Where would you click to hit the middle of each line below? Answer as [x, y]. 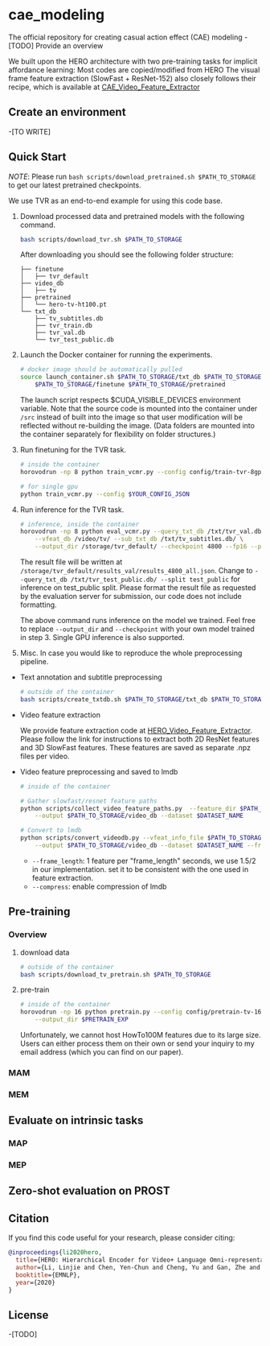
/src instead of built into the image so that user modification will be [131, 417]
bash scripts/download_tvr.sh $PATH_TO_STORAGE [101, 239]
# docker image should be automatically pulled [101, 370]
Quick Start [37, 157]
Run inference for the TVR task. [72, 510]
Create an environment [67, 112]
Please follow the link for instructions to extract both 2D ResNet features [139, 739]
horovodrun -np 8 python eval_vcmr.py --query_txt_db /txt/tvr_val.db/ [142, 532]
